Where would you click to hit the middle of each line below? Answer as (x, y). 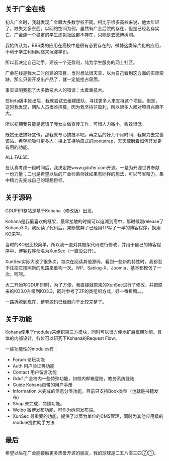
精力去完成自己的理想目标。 (38, 180)
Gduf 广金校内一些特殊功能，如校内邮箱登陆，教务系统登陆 (73, 379)
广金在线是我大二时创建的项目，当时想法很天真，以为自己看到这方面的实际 (82, 73)
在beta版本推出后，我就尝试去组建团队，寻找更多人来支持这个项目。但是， (82, 101)
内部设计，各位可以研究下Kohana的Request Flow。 (67, 338)
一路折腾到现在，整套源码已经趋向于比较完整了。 (56, 302)
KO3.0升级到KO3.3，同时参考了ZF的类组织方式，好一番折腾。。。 (80, 291)
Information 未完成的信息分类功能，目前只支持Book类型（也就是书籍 (83, 391)
